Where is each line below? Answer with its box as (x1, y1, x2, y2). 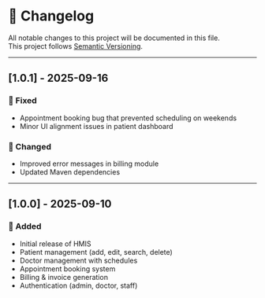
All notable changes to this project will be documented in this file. (8, 33, 221, 42)
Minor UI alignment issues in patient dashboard (19, 121, 174, 131)
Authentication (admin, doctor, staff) (19, 281, 138, 290)
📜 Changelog (8, 7, 95, 25)
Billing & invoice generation (19, 272, 109, 281)
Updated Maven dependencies (19, 167, 121, 176)
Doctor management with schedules (19, 256, 138, 265)
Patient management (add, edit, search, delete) (19, 247, 174, 256)
